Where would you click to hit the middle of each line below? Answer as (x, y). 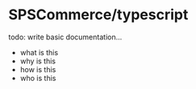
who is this (38, 78)
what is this (39, 52)
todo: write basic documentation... (65, 37)
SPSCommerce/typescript (98, 15)
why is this (38, 61)
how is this (38, 69)
